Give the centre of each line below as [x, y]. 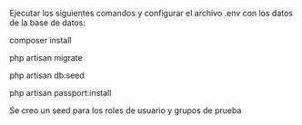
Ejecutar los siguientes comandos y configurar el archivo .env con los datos [151, 13]
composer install [40, 40]
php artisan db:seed [47, 75]
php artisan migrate [46, 58]
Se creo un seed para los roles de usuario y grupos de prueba [126, 111]
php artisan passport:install [60, 93]
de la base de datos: [48, 23]
